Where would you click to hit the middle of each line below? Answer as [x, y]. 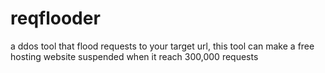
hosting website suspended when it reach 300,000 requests [134, 56]
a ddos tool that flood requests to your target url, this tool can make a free [162, 46]
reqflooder [55, 18]
